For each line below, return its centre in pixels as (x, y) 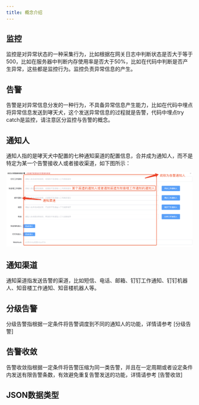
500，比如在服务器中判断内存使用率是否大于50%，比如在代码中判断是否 (94, 62)
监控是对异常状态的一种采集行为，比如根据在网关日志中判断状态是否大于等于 (99, 54)
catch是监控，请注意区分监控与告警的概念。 (60, 120)
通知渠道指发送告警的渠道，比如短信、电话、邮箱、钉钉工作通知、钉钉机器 (97, 281)
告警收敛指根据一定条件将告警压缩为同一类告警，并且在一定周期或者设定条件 (99, 367)
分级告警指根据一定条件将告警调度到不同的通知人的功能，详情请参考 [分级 (96, 324)
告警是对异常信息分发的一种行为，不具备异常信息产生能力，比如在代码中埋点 (99, 105)
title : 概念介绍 (24, 12)
